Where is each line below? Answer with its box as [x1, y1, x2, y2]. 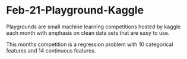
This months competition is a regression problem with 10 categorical [6, 41, 173, 48]
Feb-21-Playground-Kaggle [6, 4, 144, 17]
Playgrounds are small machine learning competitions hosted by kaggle [6, 23, 181, 30]
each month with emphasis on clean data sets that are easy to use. [6, 29, 170, 36]
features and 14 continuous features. [6, 47, 96, 54]
